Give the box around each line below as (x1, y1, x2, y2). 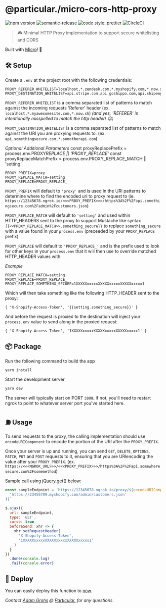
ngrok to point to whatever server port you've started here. (5, 400, 125, 406)
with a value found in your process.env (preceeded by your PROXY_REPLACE (5, 228, 155, 234)
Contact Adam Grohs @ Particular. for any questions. (5, 597, 114, 603)
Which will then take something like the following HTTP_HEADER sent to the (5, 290, 160, 296)
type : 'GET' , (9, 515, 37, 520)
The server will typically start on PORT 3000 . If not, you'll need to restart (5, 395, 151, 401)
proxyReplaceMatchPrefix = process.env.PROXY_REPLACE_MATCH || (5, 155, 147, 161)
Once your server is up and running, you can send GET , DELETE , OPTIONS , (5, 448, 150, 454)
